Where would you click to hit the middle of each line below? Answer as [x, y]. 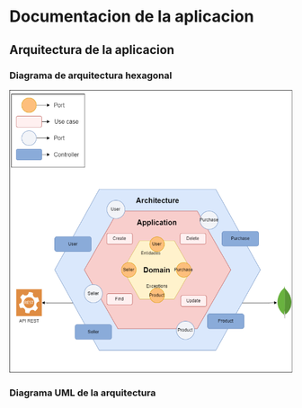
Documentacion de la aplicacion [132, 17]
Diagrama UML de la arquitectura [83, 393]
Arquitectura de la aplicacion [92, 50]
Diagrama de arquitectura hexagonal [91, 75]
